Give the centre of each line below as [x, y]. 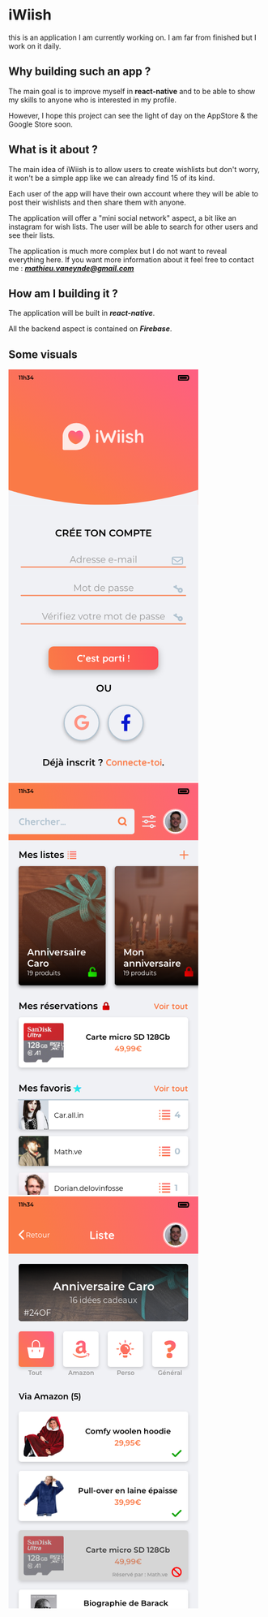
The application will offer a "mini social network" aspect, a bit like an [123, 218]
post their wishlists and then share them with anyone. [97, 202]
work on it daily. [35, 45]
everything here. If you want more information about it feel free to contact [131, 259]
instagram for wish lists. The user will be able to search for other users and [133, 226]
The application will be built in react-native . [82, 313]
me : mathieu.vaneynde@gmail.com [71, 268]
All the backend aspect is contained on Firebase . [90, 329]
